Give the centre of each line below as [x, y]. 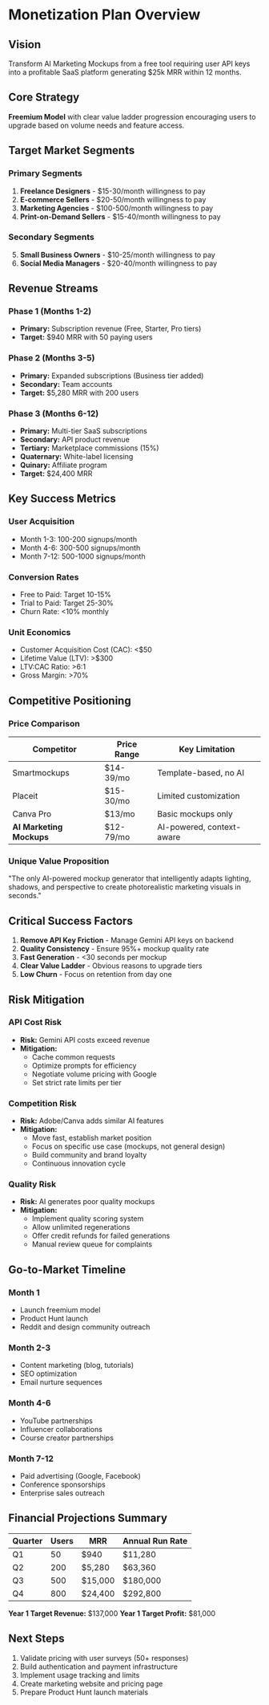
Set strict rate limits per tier [76, 1082]
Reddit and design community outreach [85, 1327]
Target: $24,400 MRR [56, 474]
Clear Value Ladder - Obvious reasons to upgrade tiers [111, 966]
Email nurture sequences [61, 1382]
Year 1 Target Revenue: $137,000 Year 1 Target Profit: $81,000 [112, 1613]
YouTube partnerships [56, 1420]
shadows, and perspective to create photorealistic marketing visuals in [125, 887]
